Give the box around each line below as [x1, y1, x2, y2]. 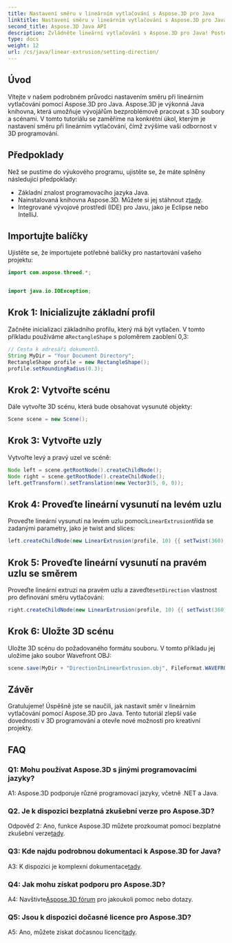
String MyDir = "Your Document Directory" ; [8, 352, 135, 359]
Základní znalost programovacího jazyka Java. [17, 188, 150, 197]
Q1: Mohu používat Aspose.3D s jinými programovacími [8, 764, 197, 774]
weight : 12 [8, 42, 39, 49]
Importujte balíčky [8, 230, 88, 242]
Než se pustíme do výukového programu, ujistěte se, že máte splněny [8, 167, 206, 176]
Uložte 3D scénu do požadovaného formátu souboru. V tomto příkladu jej [8, 643, 215, 652]
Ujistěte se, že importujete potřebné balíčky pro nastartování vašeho [8, 249, 202, 257]
